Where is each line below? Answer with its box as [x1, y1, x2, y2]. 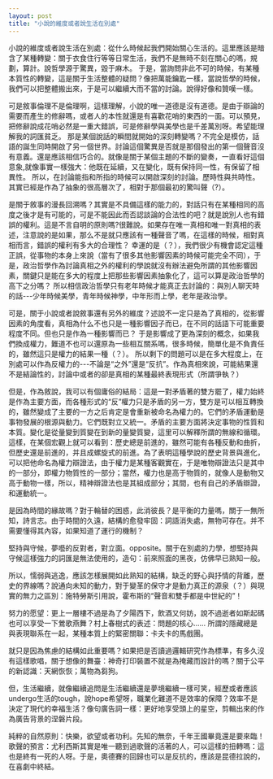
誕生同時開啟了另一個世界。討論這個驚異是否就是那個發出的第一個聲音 [22, 141, 258, 151]
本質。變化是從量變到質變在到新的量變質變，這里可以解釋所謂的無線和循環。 [8, 427, 265, 437]
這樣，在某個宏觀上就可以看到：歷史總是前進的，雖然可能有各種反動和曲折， [8, 437, 265, 447]
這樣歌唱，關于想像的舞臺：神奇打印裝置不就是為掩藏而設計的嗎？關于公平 [15, 655, 265, 665]
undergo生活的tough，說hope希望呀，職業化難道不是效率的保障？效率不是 [8, 693, 258, 703]
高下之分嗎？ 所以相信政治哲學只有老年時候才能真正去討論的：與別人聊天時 [8, 281, 260, 290]
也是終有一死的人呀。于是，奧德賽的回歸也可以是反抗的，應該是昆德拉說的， [8, 751, 265, 761]
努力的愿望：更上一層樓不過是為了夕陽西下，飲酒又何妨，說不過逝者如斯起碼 [8, 607, 265, 618]
